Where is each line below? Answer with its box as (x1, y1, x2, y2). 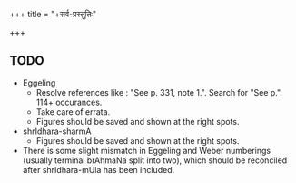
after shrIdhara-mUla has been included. (22, 164, 175, 175)
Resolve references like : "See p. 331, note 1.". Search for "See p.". (35, 86, 283, 97)
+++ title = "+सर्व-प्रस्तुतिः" (9, 9, 97, 19)
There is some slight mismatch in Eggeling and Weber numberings (22, 145, 271, 156)
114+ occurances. (35, 97, 103, 107)
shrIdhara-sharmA (22, 126, 92, 137)
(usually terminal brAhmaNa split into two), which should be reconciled (22, 155, 288, 166)
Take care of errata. (35, 106, 111, 117)
